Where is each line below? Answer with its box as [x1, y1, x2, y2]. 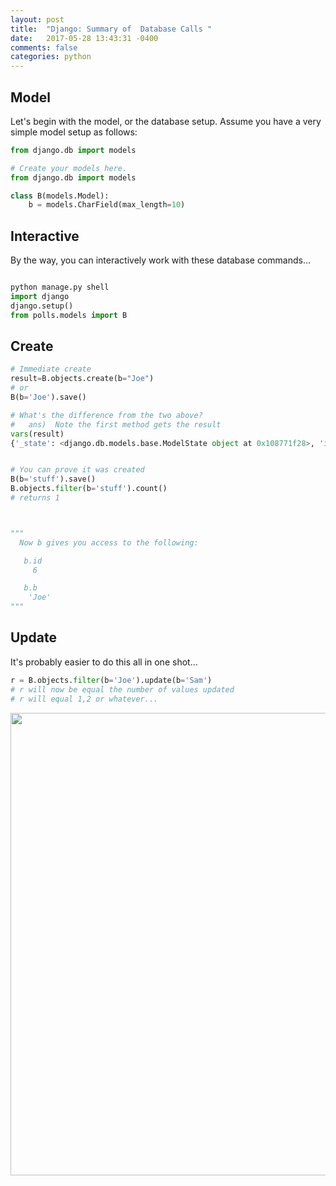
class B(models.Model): [10, 191, 110, 201]
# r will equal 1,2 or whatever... [10, 694, 159, 704]
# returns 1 [10, 493, 60, 503]
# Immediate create [10, 364, 92, 375]
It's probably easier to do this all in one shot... [10, 656, 198, 668]
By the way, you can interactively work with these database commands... [10, 254, 312, 266]
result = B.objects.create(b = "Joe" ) [10, 374, 155, 384]
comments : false [10, 42, 78, 53]
